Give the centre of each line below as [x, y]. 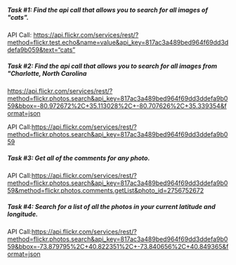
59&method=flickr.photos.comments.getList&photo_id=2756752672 [106, 190]
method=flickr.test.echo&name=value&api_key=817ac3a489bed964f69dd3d [118, 42]
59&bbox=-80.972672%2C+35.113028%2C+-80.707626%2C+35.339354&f [117, 106]
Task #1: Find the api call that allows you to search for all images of [108, 10]
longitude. [23, 214]
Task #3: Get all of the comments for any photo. [79, 158]
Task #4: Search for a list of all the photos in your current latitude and [111, 206]
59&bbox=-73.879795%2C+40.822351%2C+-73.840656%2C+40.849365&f [118, 246]
